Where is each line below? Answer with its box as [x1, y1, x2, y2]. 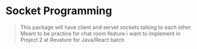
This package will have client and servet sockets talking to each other [20, 24, 192, 31]
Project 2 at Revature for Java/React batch [20, 36, 124, 43]
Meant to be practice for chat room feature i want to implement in [20, 30, 181, 37]
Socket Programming [5, 4, 112, 18]
